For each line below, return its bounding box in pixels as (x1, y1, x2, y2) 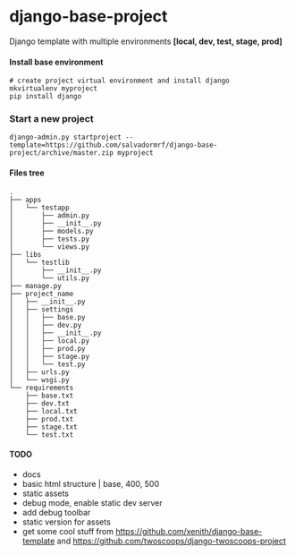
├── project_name (9, 289, 74, 298)
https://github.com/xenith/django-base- (115, 525, 263, 536)
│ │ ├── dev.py (9, 320, 82, 329)
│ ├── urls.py (9, 367, 70, 377)
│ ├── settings (9, 304, 74, 314)
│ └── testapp (9, 203, 70, 212)
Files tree (9, 167, 45, 178)
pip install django (9, 92, 82, 101)
